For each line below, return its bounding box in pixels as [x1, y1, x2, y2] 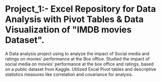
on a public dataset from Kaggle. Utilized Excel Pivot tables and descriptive [5, 66, 157, 72]
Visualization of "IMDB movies [5, 24, 132, 35]
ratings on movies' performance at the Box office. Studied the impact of [5, 56, 150, 61]
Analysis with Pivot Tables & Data [5, 14, 144, 25]
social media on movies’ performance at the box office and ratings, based [5, 61, 154, 67]
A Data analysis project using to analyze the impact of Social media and [5, 50, 150, 57]
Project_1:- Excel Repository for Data [5, 3, 156, 15]
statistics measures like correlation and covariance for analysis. [5, 71, 133, 77]
